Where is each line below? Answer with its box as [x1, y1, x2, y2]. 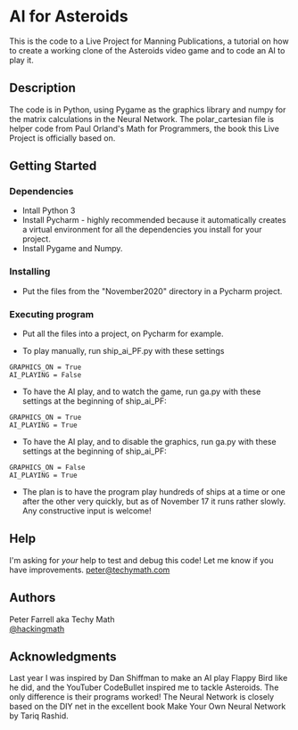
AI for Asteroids [9, 6, 128, 27]
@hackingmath [9, 623, 65, 634]
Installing [9, 266, 51, 278]
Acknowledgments [9, 649, 118, 665]
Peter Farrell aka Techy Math [9, 613, 115, 625]
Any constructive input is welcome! [21, 505, 152, 516]
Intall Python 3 [21, 205, 76, 216]
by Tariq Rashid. [9, 710, 69, 721]
